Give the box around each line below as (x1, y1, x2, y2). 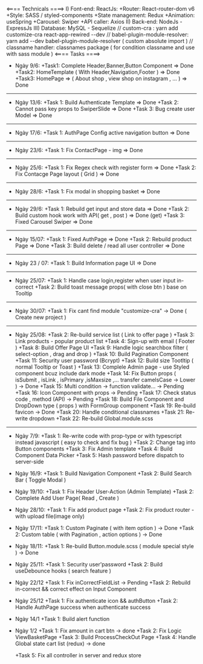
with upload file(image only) (14, 512, 85, 520)
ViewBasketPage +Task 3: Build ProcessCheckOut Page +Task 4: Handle (14, 634, 196, 640)
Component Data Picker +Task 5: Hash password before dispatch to (14, 452, 184, 458)
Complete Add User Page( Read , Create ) (14, 494, 120, 501)
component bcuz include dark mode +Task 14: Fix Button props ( (14, 370, 176, 377)
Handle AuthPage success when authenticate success (14, 603, 151, 611)
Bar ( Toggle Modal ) (14, 476, 66, 483)
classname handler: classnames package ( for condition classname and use (6, 44, 195, 51)
